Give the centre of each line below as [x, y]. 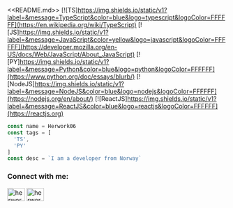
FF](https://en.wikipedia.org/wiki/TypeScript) [72, 25]
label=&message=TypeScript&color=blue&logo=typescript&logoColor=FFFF [116, 17]
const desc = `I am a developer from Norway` [74, 159]
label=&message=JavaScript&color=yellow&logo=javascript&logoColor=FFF [116, 40]
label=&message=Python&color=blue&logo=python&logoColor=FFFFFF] [111, 69]
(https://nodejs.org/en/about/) [51, 99]
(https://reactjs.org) [36, 113]
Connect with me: [38, 177]
